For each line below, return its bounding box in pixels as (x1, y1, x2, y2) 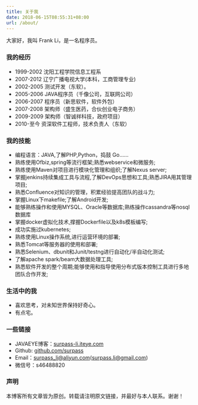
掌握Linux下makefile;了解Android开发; (14, 196, 109, 203)
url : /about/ (6, 20, 39, 26)
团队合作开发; (14, 270, 49, 277)
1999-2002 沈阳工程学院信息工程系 (14, 68, 101, 75)
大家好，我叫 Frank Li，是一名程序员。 (6, 37, 101, 44)
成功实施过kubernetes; (14, 225, 71, 233)
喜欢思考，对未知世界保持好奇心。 (14, 302, 99, 309)
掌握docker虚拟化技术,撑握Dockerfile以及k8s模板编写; (14, 218, 148, 225)
